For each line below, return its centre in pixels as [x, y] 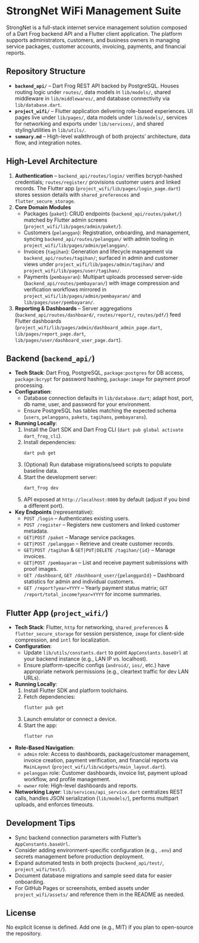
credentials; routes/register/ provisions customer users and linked [98, 182]
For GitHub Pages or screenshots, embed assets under [82, 888]
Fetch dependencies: [49, 696]
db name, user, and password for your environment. [87, 404]
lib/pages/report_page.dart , [50, 334]
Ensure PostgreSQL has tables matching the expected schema [100, 411]
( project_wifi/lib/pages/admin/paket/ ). [73, 226]
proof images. [41, 569]
